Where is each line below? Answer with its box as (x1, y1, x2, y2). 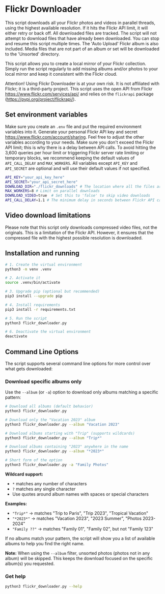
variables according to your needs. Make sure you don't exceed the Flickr (5, 139, 154, 145)
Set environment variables (5, 111, 88, 119)
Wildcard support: (5, 471, 43, 477)
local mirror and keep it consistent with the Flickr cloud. (5, 71, 118, 77)
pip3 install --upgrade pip (5, 294, 63, 298)
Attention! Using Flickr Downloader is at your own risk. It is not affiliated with (5, 80, 160, 87)
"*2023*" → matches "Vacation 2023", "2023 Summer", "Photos (12, 515, 142, 521)
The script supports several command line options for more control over (5, 360, 151, 366)
